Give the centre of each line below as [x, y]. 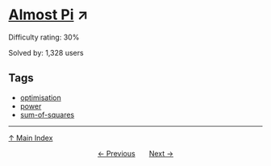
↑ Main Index [31, 138]
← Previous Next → [135, 153]
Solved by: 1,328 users [46, 52]
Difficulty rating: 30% [44, 37]
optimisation [41, 98]
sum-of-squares [47, 114]
